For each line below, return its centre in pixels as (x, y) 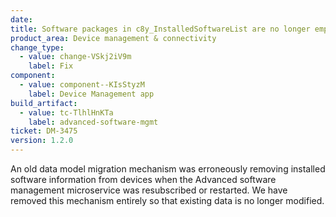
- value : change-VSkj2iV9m (75, 57)
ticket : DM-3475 (44, 131)
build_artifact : (44, 103)
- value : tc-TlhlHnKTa (66, 112)
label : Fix (51, 66)
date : (21, 19)
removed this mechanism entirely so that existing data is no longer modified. (167, 200)
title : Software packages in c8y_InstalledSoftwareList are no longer (160, 29)
